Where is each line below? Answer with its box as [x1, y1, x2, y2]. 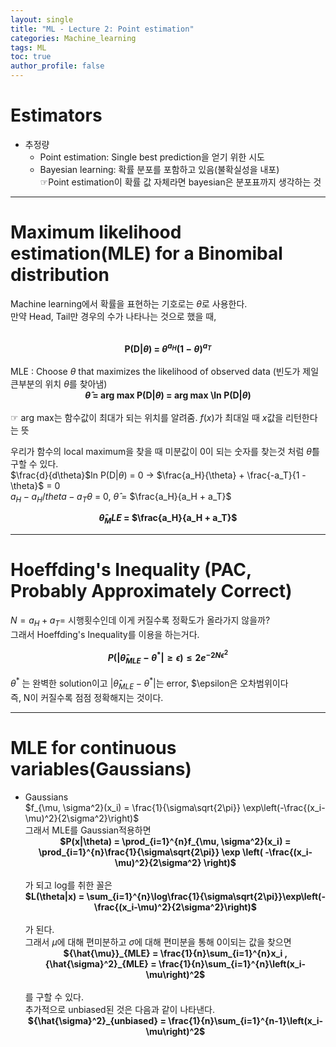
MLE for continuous [10, 736, 177, 759]
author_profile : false [10, 61, 105, 71]
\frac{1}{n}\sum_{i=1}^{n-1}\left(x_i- [168, 1014, 324, 1026]
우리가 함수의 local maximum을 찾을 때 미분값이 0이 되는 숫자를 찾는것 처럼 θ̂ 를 [10, 445, 320, 457]
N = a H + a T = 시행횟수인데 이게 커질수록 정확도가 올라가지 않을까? [10, 614, 271, 628]
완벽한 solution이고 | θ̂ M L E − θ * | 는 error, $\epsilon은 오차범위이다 [32, 676, 289, 691]
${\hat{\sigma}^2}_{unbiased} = [27, 1014, 167, 1026]
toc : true [10, 52, 52, 62]
